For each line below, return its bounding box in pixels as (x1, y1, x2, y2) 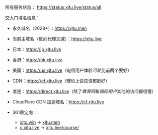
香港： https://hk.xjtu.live (12, 57, 63, 63)
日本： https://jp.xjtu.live (12, 46, 61, 52)
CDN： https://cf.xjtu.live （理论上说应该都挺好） (12, 78, 110, 84)
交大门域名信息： (5, 15, 40, 21)
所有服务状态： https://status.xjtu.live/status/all (5, 4, 101, 10)
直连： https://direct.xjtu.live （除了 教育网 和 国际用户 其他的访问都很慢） (12, 89, 157, 94)
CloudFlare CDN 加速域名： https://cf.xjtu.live (12, 99, 104, 105)
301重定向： (12, 109, 37, 115)
